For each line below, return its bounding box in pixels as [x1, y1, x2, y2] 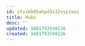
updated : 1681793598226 [6, 25, 66, 32]
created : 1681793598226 [6, 31, 66, 37]
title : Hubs [6, 14, 36, 20]
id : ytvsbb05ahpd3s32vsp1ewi [6, 8, 80, 15]
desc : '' [6, 20, 28, 26]
